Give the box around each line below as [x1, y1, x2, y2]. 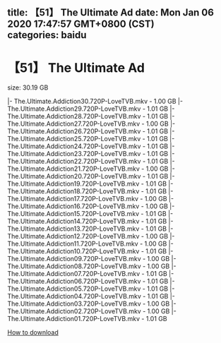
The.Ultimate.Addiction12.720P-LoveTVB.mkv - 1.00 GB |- [7, 232, 175, 241]
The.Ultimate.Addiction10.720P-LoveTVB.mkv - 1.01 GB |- [7, 247, 174, 255]
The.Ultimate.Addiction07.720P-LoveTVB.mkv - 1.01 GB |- [7, 270, 174, 278]
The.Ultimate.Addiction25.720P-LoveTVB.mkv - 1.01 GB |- [7, 135, 175, 143]
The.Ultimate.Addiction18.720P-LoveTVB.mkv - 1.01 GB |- [7, 187, 174, 195]
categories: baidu [7, 29, 87, 41]
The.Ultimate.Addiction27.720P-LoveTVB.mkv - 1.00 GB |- [7, 119, 176, 128]
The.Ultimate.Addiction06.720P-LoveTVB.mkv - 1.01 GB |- [7, 277, 175, 286]
